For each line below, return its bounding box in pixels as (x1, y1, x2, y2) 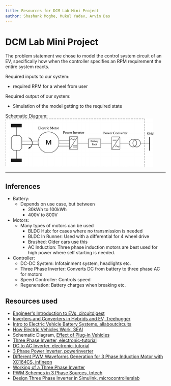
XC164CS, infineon (12, 359, 52, 365)
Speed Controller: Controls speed (20, 277, 91, 283)
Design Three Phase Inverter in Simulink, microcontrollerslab (12, 375, 140, 381)
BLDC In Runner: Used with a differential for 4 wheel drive (27, 233, 149, 240)
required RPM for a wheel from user (12, 83, 88, 90)
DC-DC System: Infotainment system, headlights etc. (20, 260, 131, 266)
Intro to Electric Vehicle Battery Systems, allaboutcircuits (12, 321, 132, 328)
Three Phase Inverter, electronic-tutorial (12, 337, 97, 343)
